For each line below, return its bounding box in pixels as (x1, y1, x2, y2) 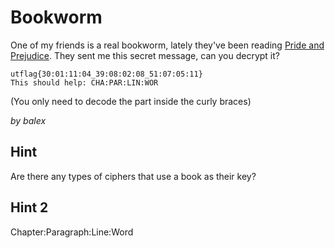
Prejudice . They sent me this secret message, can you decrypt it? (10, 49, 280, 61)
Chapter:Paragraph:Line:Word (10, 226, 134, 238)
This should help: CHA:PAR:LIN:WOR (10, 77, 159, 88)
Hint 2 (10, 199, 49, 216)
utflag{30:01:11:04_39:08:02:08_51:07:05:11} (10, 69, 203, 79)
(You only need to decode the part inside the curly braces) (10, 95, 252, 107)
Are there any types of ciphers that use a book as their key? (10, 170, 257, 182)
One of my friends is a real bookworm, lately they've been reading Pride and (10, 39, 325, 51)
